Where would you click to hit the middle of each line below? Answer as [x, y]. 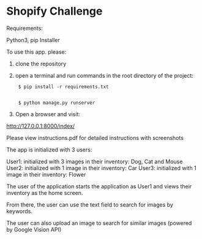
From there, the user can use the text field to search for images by [90, 204]
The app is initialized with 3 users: [49, 149]
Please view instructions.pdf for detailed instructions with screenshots [95, 138]
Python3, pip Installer [33, 40]
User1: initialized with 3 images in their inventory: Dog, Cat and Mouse [95, 161]
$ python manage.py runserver [57, 103]
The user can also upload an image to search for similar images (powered [99, 223]
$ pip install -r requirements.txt [63, 87]
